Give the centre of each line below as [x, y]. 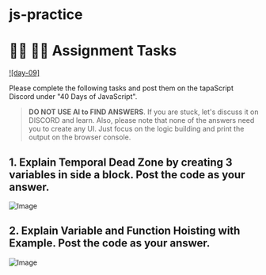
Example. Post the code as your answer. [110, 243]
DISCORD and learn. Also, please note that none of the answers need [141, 120]
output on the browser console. [80, 137]
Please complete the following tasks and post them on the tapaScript [122, 88]
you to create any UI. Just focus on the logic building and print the [136, 129]
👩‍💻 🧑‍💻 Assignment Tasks [93, 51]
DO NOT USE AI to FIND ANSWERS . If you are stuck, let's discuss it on [143, 112]
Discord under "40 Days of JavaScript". [73, 97]
